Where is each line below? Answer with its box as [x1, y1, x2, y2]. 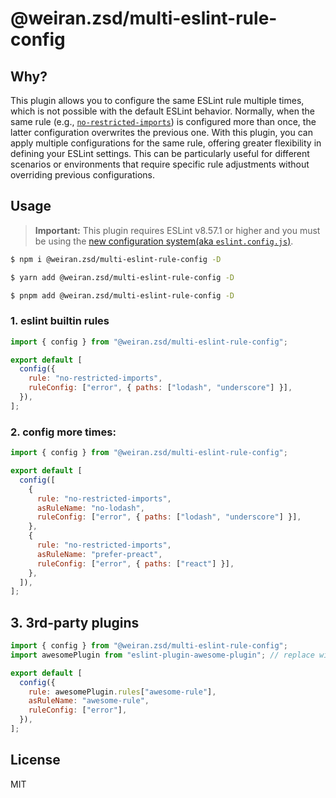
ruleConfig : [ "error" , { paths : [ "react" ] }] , [36, 558, 235, 569]
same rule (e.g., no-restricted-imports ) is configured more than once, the [10, 116, 317, 127]
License [10, 752, 61, 769]
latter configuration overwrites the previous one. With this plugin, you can [10, 127, 313, 138]
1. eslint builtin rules [10, 314, 110, 328]
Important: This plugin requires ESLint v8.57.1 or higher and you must [34, 224, 321, 236]
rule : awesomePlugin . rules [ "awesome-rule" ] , [28, 687, 217, 697]
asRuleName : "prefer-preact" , [36, 549, 163, 559]
